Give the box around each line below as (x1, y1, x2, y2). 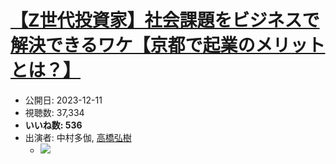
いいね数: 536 (24, 119, 83, 131)
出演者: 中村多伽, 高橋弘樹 (24, 131, 132, 143)
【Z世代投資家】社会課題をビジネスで (10, 9, 320, 32)
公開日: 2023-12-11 (24, 94, 103, 106)
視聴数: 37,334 (24, 106, 85, 118)
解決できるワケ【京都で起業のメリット (10, 34, 326, 57)
